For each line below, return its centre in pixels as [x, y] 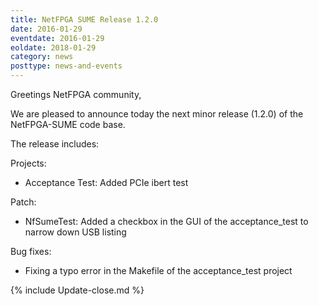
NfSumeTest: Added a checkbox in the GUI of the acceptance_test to [166, 221]
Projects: [28, 163]
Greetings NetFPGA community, [76, 94]
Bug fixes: [31, 251]
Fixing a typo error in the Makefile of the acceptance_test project [158, 270]
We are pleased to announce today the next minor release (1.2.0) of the [157, 114]
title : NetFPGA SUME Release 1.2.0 [84, 19]
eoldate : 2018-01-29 [53, 47]
